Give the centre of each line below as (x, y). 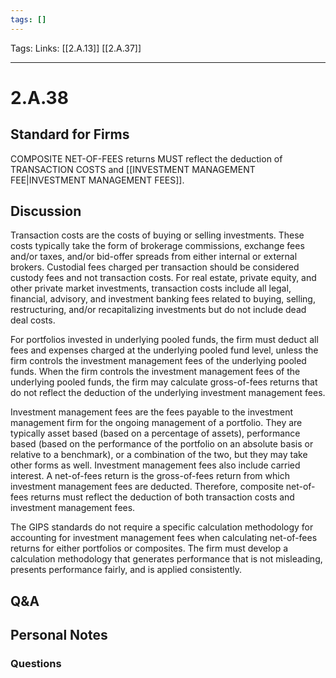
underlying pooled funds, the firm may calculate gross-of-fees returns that (164, 382)
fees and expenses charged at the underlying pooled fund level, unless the (164, 350)
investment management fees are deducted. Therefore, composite (147, 487)
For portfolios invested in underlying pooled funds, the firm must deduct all (164, 340)
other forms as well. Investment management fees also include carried (155, 465)
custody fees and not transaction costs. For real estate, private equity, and (163, 278)
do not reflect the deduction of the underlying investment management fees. (168, 393)
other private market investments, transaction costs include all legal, (151, 288)
